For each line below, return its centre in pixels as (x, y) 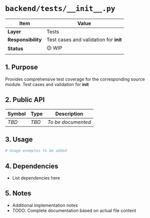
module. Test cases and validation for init (47, 84)
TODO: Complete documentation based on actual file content (74, 210)
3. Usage (19, 139)
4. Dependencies (32, 166)
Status (15, 49)
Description (69, 114)
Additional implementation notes (45, 205)
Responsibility (25, 39)
